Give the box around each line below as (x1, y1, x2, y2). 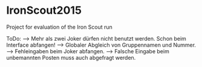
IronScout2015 (6, 4, 82, 17)
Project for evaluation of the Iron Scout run (6, 23, 113, 31)
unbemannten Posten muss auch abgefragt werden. (6, 54, 136, 61)
